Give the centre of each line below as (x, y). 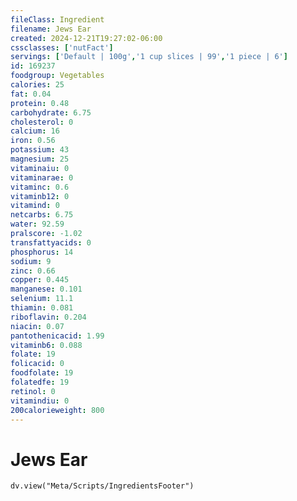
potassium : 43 (40, 150)
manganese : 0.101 (46, 289)
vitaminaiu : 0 (40, 168)
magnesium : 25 (40, 159)
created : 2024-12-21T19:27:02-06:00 (86, 38)
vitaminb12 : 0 (40, 196)
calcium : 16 (35, 131)
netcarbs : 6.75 (42, 215)
